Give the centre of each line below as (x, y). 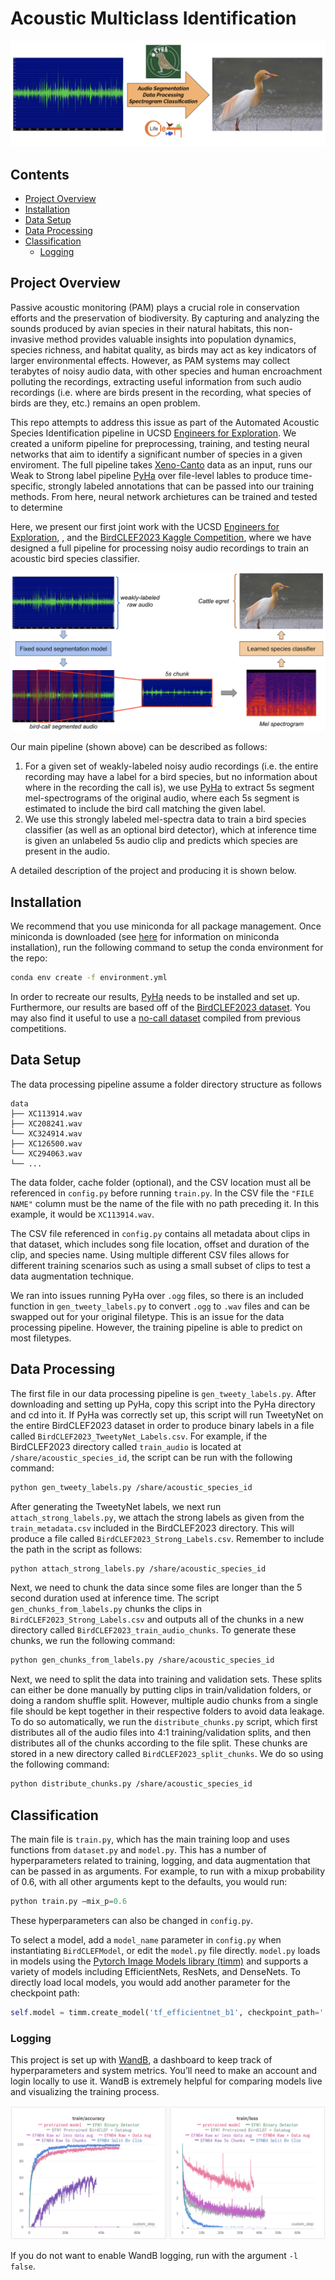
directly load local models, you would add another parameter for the (150, 1982)
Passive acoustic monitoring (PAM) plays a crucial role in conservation (155, 307)
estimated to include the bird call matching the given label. (145, 809)
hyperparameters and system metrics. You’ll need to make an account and (163, 2071)
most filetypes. (41, 1338)
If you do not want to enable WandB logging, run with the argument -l (154, 2255)
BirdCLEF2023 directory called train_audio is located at (126, 1446)
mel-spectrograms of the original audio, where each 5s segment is (162, 798)
